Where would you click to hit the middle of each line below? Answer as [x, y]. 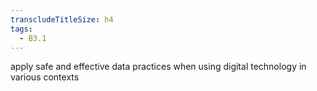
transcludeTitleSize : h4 [62, 19]
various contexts [45, 77]
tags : [21, 29]
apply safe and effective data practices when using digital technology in [158, 67]
